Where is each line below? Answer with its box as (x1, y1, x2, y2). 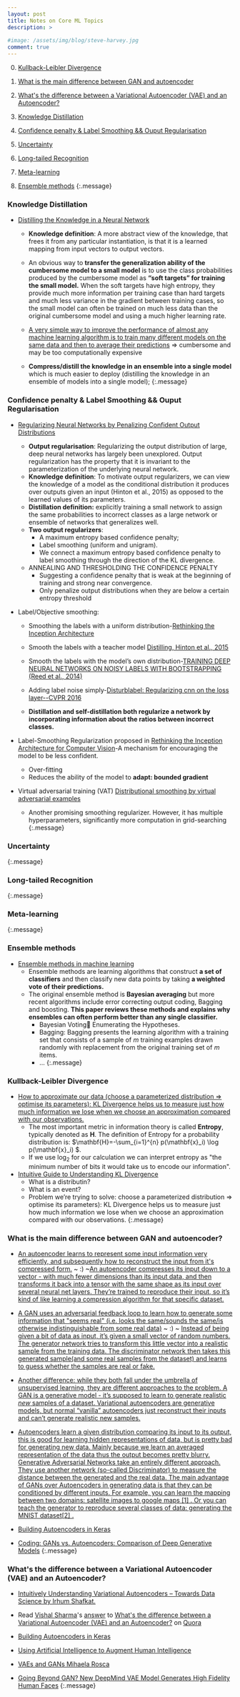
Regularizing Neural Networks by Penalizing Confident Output (17, 420, 200, 429)
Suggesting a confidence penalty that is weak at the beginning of (39, 571, 231, 579)
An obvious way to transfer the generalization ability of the (28, 259, 206, 267)
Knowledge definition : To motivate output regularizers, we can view (28, 472, 230, 481)
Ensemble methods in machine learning (17, 959, 134, 968)
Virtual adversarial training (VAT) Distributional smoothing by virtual (17, 787, 216, 795)
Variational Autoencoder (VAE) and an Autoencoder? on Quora (17, 1618, 202, 1627)
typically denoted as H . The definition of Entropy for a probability (28, 1130, 220, 1139)
